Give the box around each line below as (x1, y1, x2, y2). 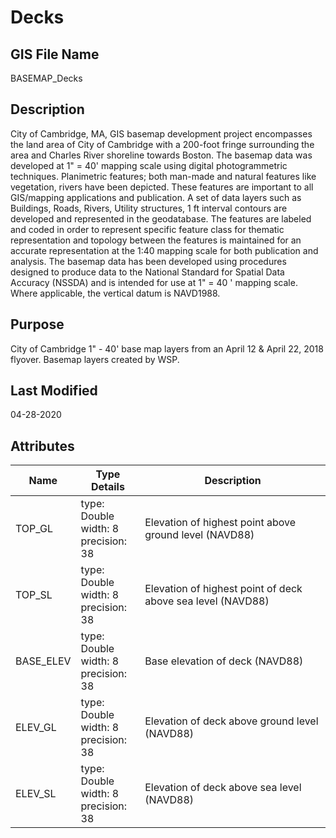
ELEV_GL (15, 721, 57, 735)
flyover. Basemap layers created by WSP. (10, 353, 180, 365)
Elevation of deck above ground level (144, 714, 319, 728)
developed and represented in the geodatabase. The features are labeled (10, 212, 312, 225)
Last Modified (10, 382, 98, 400)
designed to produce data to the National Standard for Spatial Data (10, 266, 285, 278)
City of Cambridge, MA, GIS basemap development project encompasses (10, 127, 313, 140)
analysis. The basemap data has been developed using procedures (10, 255, 287, 267)
